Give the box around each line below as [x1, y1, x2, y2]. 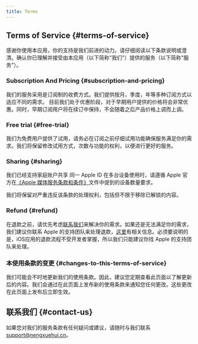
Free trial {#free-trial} [6, 120, 70, 129]
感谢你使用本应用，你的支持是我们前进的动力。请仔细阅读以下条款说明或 [6, 47, 181, 54]
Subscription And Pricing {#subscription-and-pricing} [6, 77, 165, 85]
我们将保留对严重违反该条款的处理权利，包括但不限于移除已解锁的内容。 [6, 191, 181, 198]
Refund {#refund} [6, 207, 58, 215]
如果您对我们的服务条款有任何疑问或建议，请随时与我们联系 [6, 324, 151, 331]
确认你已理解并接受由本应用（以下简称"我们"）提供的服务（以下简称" [16, 54, 184, 61]
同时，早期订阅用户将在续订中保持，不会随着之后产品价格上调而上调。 [16, 106, 187, 113]
